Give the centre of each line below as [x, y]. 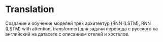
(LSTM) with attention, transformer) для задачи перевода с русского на [82, 28]
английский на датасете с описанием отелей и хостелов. [67, 34]
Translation [30, 9]
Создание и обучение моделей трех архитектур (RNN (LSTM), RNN [78, 23]
